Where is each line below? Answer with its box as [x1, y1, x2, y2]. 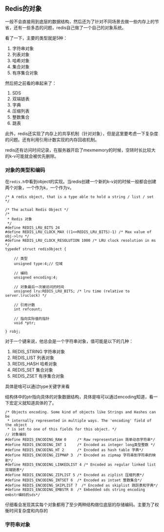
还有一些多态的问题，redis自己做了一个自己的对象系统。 [13, 24, 126, 30]
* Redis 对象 [7, 217, 33, 222]
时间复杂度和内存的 [9, 508, 48, 514]
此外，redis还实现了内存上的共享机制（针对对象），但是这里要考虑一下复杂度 [5, 130, 159, 136]
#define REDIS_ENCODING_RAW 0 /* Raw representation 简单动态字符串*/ [5, 437, 155, 442]
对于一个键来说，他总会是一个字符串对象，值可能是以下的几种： [5, 339, 133, 344]
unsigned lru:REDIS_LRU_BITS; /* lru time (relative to [14, 289, 130, 294]
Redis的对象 [5, 4, 42, 13]
